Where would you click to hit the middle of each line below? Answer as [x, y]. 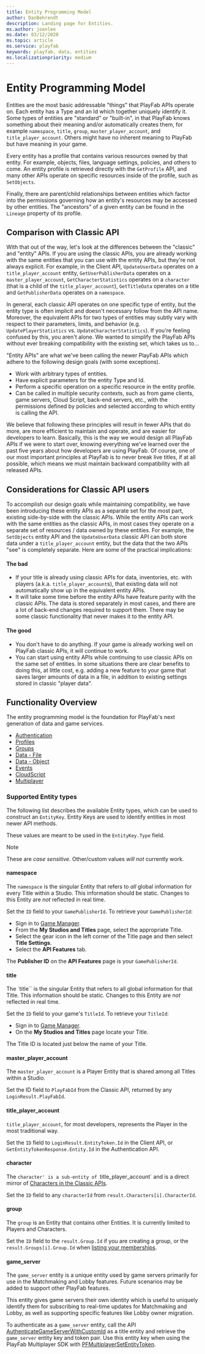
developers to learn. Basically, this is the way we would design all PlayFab [99, 438]
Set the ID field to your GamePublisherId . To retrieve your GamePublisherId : [99, 911]
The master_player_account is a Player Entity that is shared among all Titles [101, 1072]
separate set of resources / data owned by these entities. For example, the [100, 530]
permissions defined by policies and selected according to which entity [105, 406]
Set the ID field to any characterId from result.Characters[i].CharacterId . [102, 1195]
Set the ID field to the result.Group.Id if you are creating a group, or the [97, 1241]
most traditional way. [33, 1130]
